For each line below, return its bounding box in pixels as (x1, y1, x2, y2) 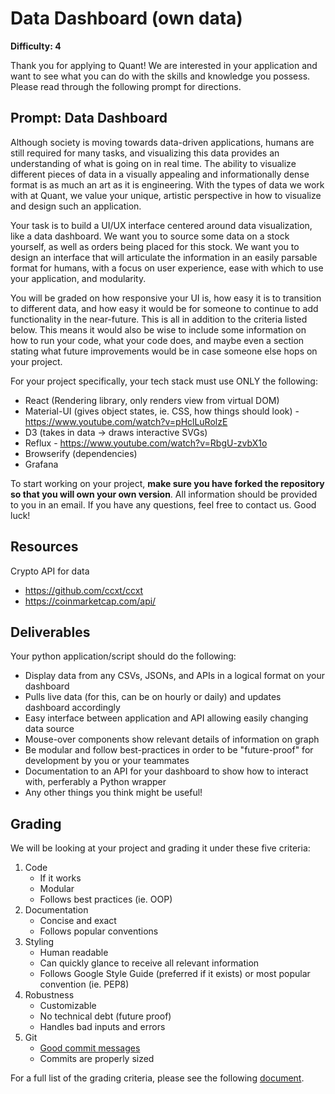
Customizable (39, 1000, 97, 1012)
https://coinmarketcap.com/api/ (24, 595, 157, 607)
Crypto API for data (10, 565, 90, 577)
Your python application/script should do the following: (10, 650, 237, 662)
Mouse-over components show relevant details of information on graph (24, 733, 320, 746)
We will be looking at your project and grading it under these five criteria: (10, 842, 311, 854)
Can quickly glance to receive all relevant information (39, 957, 260, 969)
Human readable (39, 947, 109, 959)
